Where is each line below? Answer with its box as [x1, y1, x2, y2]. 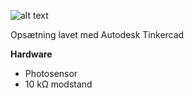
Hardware [10, 48, 53, 60]
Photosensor [24, 68, 78, 79]
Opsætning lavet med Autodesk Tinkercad [10, 29, 185, 40]
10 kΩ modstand [24, 78, 93, 90]
